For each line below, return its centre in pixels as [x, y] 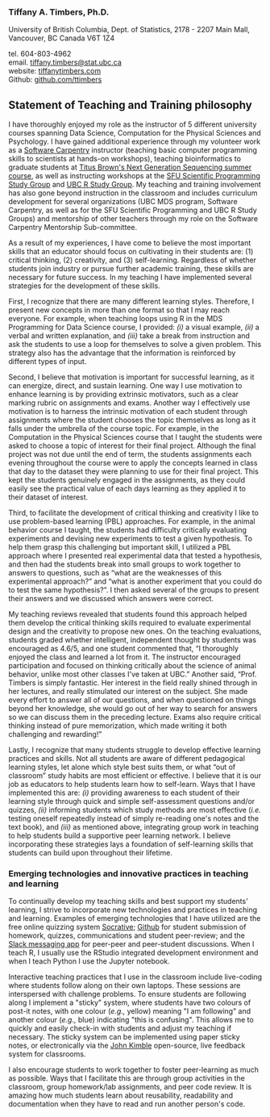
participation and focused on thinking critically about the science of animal [132, 666]
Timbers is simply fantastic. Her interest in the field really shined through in [133, 683]
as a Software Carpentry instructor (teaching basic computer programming [133, 150]
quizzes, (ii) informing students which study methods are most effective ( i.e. [135, 810]
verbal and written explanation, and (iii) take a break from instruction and [129, 336]
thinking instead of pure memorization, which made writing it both [118, 726]
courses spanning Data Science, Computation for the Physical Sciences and [135, 133]
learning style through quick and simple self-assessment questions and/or [132, 801]
